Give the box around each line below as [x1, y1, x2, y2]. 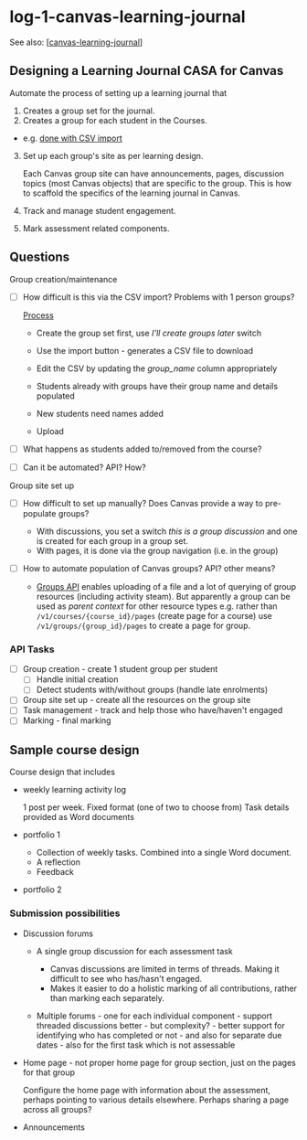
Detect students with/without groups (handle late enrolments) [36, 684, 269, 696]
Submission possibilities [9, 907, 121, 920]
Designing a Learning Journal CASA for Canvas [9, 63, 284, 79]
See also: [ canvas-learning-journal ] [9, 37, 143, 48]
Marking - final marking [22, 715, 111, 726]
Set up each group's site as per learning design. [22, 150, 204, 161]
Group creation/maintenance [9, 273, 118, 284]
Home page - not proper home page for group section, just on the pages [22, 1057, 297, 1068]
